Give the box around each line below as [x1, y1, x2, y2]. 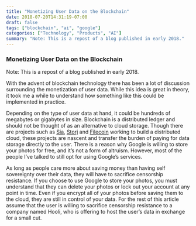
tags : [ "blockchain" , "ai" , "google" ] [6, 25, 101, 31]
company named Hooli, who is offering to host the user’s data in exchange [6, 208, 185, 215]
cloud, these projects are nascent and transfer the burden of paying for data [6, 135, 190, 142]
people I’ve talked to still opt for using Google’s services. [6, 153, 142, 160]
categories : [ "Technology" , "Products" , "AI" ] [6, 30, 122, 36]
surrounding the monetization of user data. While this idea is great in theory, [6, 86, 190, 93]
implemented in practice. [6, 98, 66, 105]
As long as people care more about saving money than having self [6, 165, 166, 172]
